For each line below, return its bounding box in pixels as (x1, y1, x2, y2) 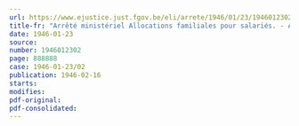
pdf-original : (9, 95, 62, 105)
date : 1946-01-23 (9, 29, 74, 38)
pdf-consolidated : (9, 104, 77, 113)
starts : (9, 79, 38, 88)
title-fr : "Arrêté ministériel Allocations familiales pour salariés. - (9, 21, 285, 30)
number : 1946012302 (9, 46, 82, 55)
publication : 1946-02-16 (9, 71, 101, 80)
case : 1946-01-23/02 (9, 63, 86, 72)
